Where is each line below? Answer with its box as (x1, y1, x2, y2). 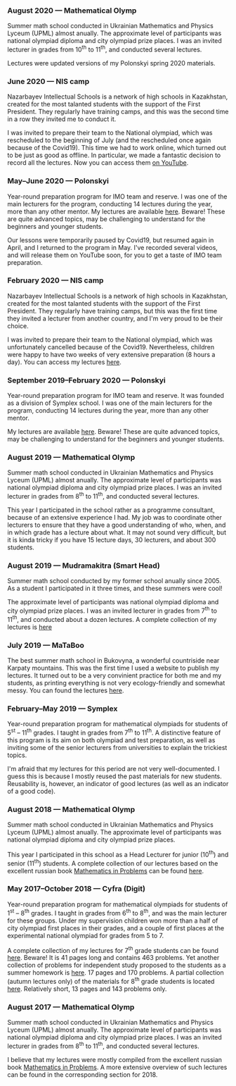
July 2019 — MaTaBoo (7, 640, 84, 650)
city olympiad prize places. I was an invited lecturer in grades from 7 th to (7, 605, 218, 615)
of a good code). (7, 787, 56, 795)
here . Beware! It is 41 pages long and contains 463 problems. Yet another (7, 954, 220, 962)
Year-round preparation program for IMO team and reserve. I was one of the (7, 192, 228, 201)
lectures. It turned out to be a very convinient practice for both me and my (7, 671, 222, 680)
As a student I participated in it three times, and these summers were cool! (7, 584, 223, 593)
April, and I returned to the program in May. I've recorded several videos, (7, 243, 218, 251)
